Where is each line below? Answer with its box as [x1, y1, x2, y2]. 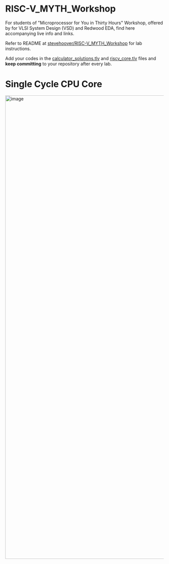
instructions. [5, 45, 31, 51]
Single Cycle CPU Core [5, 79, 102, 90]
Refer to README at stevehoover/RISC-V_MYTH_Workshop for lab [5, 40, 142, 46]
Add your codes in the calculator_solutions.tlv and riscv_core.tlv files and [5, 55, 156, 61]
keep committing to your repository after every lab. [5, 61, 112, 67]
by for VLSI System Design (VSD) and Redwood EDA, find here [5, 25, 135, 31]
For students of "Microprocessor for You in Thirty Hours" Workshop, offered [5, 20, 163, 26]
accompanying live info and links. [5, 30, 74, 36]
